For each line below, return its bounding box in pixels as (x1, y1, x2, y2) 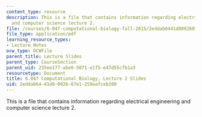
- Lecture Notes (6, 43, 47, 49)
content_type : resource (6, 8, 66, 15)
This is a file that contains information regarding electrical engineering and (6, 98, 191, 105)
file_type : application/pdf (6, 31, 77, 37)
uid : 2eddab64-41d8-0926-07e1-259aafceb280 (6, 82, 117, 88)
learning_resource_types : (6, 37, 71, 43)
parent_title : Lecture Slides (6, 53, 82, 59)
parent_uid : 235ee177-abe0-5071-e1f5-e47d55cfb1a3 (6, 64, 136, 71)
